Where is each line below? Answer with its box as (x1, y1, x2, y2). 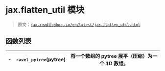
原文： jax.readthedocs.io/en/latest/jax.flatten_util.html (17, 21, 141, 27)
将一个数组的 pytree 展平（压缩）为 (71, 53, 153, 59)
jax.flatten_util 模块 (5, 4, 85, 16)
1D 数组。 (105, 60, 129, 67)
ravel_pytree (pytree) (16, 56, 66, 63)
